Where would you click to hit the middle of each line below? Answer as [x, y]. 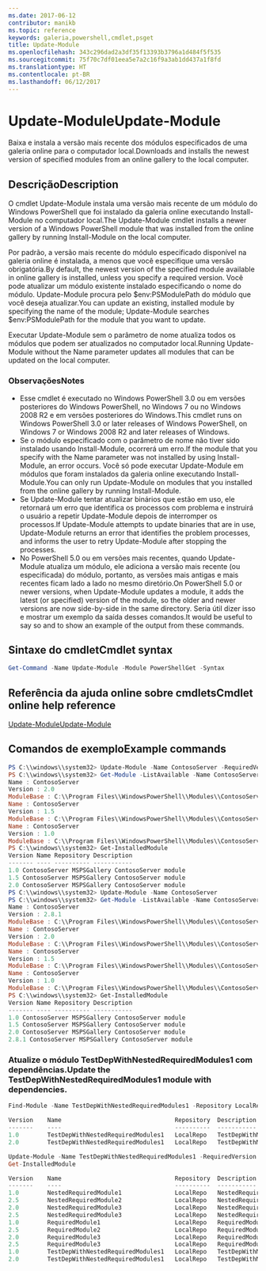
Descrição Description [63, 184]
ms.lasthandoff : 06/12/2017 [55, 82]
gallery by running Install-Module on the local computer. [100, 237]
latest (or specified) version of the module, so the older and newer [127, 600]
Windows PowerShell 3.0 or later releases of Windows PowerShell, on [133, 423]
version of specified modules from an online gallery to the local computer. [129, 160]
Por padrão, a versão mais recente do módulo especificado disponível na [127, 252]
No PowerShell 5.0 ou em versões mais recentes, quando [113, 558]
